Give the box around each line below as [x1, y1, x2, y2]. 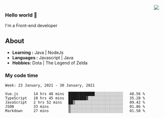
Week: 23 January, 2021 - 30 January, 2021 [5, 83, 95, 88]
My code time [5, 72, 38, 79]
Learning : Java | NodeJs [12, 50, 64, 55]
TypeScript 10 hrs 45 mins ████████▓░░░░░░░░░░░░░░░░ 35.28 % [5, 96, 145, 101]
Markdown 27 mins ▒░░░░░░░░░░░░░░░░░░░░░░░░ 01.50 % [5, 109, 145, 114]
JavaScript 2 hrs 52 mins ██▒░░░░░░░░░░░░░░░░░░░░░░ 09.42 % [5, 100, 145, 105]
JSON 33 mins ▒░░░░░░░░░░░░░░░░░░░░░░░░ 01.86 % [5, 104, 145, 109]
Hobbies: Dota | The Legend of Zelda [12, 60, 88, 66]
